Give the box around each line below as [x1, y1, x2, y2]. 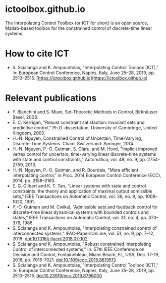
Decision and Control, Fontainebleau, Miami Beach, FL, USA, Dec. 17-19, [12, 251, 160, 257]
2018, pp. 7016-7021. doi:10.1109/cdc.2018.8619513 [12, 257, 116, 263]
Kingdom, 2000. [12, 130, 46, 136]
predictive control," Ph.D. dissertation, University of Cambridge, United [12, 124, 157, 130]
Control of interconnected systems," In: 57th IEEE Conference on [12, 246, 145, 252]
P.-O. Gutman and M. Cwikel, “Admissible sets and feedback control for [12, 204, 158, 210]
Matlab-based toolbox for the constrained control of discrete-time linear [5, 25, 153, 31]
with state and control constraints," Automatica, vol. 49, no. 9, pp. [12, 156, 146, 162]
